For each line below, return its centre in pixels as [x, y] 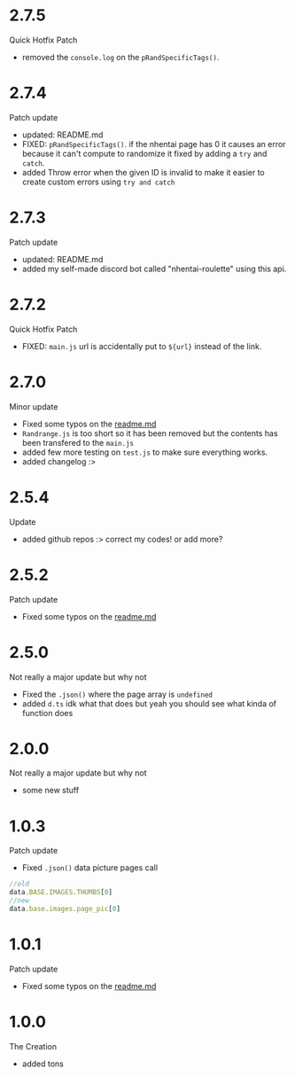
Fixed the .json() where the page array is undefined [117, 694]
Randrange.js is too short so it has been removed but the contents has [150, 433]
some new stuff [50, 791]
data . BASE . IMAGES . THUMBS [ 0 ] [61, 893]
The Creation [33, 1046]
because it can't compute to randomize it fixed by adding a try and [144, 153]
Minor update [34, 406]
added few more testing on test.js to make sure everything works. [145, 452]
